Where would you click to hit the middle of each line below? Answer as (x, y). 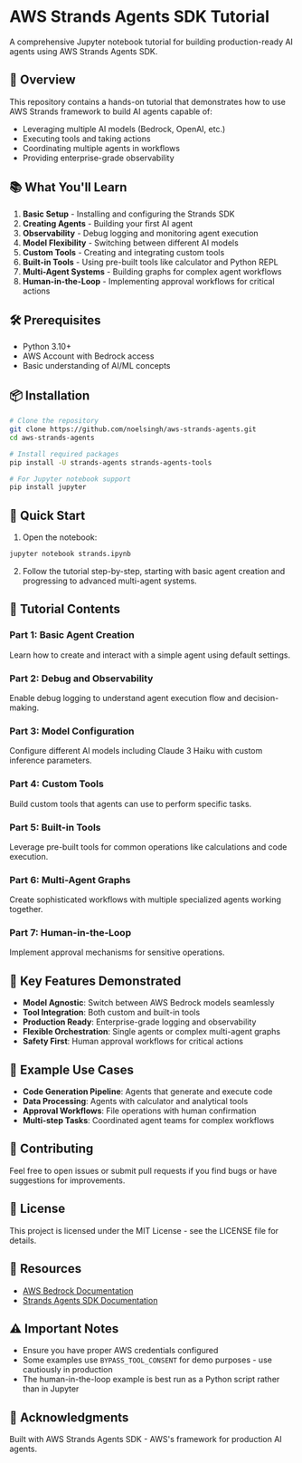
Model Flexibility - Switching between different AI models (131, 243)
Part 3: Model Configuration (72, 731)
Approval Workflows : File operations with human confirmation (139, 1111)
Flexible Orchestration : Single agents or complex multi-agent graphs (151, 1032)
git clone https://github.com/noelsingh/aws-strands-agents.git (133, 429)
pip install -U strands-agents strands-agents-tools (111, 462)
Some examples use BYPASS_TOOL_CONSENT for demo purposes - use (147, 1360)
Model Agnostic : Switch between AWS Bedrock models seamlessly (148, 1003)
